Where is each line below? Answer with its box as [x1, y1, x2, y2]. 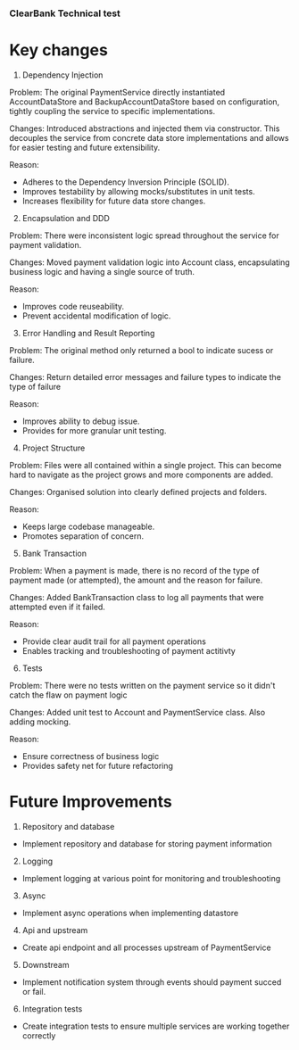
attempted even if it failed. [9, 601, 105, 612]
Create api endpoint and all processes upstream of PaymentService [21, 942, 271, 953]
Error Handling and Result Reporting [21, 327, 155, 338]
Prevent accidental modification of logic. [21, 310, 171, 321]
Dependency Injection [21, 70, 104, 80]
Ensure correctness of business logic [21, 750, 160, 761]
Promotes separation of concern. [21, 530, 145, 542]
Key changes [9, 40, 109, 61]
